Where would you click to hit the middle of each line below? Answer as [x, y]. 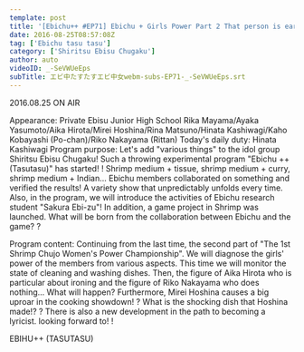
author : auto [34, 60]
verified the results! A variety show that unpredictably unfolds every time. [146, 188]
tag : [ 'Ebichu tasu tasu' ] [60, 43]
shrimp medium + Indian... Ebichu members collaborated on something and [150, 178]
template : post [38, 18]
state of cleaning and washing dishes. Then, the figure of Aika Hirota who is [151, 272]
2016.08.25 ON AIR [45, 103]
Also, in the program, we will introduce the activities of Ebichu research [142, 197]
